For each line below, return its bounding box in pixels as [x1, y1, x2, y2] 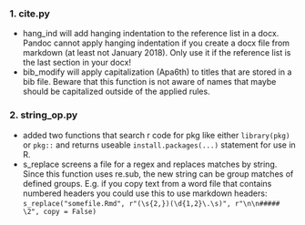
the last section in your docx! [22, 57, 132, 68]
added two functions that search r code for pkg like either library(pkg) [22, 129, 290, 140]
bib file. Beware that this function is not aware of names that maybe [22, 77, 277, 87]
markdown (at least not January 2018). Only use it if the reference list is [22, 47, 291, 58]
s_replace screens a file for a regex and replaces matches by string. [22, 159, 278, 169]
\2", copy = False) [22, 207, 97, 216]
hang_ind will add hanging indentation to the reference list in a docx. [22, 28, 280, 39]
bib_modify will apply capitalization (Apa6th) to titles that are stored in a [22, 66, 292, 77]
